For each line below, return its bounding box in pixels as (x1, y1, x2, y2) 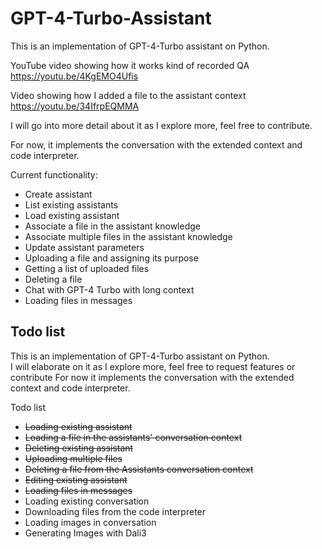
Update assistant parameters (24, 241, 145, 253)
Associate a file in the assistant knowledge (24, 220, 201, 232)
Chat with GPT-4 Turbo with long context (24, 283, 195, 296)
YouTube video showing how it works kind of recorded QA (10, 59, 250, 71)
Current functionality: (10, 168, 98, 181)
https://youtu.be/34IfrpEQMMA (10, 100, 140, 112)
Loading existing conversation (24, 495, 150, 507)
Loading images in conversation (24, 516, 157, 528)
